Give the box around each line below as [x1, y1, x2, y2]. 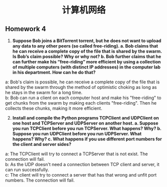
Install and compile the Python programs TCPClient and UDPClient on [12, 115, 160, 121]
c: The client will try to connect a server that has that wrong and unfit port [5, 172, 157, 178]
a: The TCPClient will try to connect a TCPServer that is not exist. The [5, 151, 148, 157]
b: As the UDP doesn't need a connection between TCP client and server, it [5, 162, 160, 167]
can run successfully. [5, 167, 49, 173]
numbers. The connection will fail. [5, 177, 75, 183]
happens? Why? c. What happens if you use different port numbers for [12, 136, 162, 142]
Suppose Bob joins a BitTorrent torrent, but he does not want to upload [12, 38, 162, 44]
